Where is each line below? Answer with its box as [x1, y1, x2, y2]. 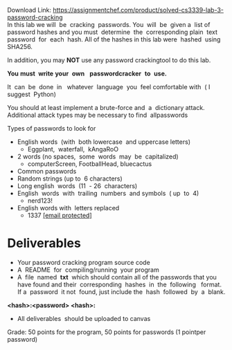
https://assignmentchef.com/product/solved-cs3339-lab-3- [53, 6, 224, 14]
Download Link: [7, 6, 52, 14]
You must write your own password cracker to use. [7, 69, 168, 77]
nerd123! [27, 196, 53, 205]
